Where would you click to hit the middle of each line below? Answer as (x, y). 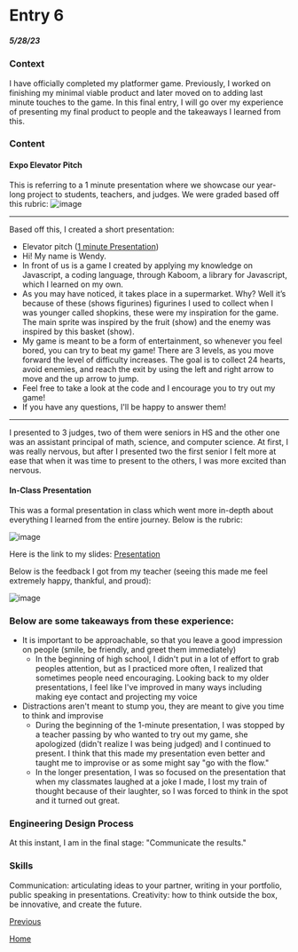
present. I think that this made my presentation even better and (150, 754)
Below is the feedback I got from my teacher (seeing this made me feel (139, 571)
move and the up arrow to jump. (80, 378)
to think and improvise (63, 716)
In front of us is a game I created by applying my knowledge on (137, 265)
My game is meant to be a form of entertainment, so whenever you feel (152, 341)
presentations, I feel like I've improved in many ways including (149, 687)
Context (27, 64)
